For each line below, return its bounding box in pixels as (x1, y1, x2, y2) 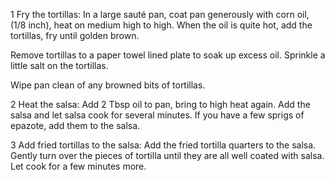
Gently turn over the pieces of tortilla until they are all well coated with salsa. (10, 150, 325, 161)
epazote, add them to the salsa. (10, 120, 141, 131)
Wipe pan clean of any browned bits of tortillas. (10, 79, 206, 91)
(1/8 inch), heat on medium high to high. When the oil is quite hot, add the (10, 19, 313, 31)
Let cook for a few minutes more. (10, 160, 147, 172)
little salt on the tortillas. (10, 60, 109, 71)
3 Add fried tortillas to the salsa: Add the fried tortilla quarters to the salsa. (10, 139, 317, 151)
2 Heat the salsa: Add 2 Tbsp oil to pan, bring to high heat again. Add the (10, 99, 311, 110)
